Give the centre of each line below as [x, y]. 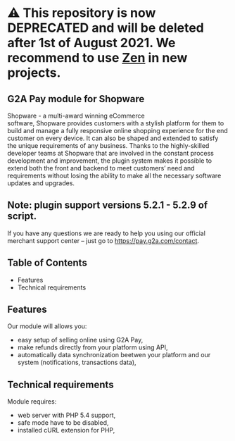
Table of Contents [47, 263]
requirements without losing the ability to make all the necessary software [114, 175]
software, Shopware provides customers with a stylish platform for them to [116, 123]
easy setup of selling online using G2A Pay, [80, 340]
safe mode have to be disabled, [63, 423]
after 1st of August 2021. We [91, 43]
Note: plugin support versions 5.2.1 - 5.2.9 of [108, 205]
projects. [34, 73]
